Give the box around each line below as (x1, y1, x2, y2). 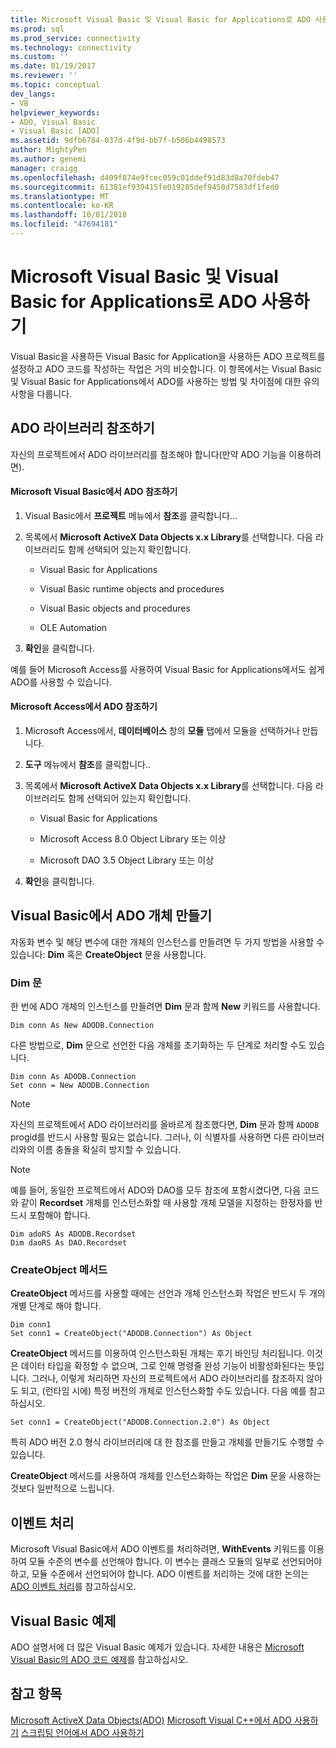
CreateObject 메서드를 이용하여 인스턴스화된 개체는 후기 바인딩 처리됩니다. (10, 1347, 305, 1360)
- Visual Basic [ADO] (10, 126, 101, 136)
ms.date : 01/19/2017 (10, 61, 97, 71)
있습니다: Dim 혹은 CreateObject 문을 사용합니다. (10, 948, 207, 960)
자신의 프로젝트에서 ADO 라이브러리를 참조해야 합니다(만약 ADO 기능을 (10, 448, 287, 460)
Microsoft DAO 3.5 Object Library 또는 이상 (39, 854, 215, 866)
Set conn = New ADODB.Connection (10, 1081, 150, 1091)
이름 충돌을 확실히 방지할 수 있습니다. (36, 1144, 182, 1156)
